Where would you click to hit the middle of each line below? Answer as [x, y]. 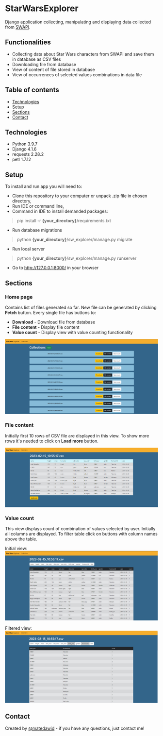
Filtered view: [19, 628]
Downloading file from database [44, 64]
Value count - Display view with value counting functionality [72, 332]
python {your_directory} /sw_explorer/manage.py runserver [77, 258]
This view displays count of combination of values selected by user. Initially [80, 529]
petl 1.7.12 [22, 159]
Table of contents [32, 90]
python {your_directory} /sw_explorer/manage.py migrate [74, 240]
